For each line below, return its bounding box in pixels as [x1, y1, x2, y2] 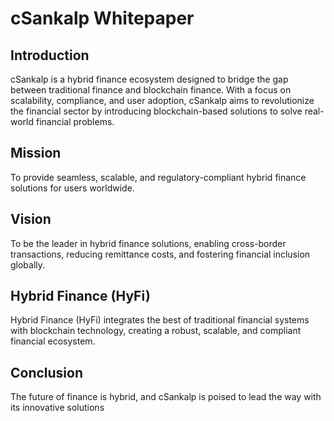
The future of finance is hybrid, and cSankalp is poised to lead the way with [10, 391, 322, 403]
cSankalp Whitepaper [10, 7, 195, 30]
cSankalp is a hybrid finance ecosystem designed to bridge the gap [10, 73, 289, 85]
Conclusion [10, 364, 84, 381]
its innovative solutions [10, 402, 105, 414]
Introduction [10, 47, 90, 64]
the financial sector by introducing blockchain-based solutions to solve [10, 105, 303, 117]
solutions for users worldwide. [10, 182, 135, 194]
